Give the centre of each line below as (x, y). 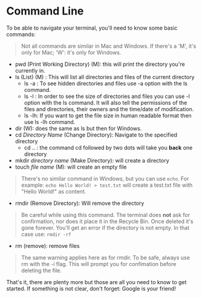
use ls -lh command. (50, 121)
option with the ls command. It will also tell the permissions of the (106, 102)
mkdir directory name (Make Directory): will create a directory (92, 160)
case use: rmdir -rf (46, 234)
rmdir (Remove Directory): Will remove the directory (80, 203)
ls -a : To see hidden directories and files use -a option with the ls (106, 83)
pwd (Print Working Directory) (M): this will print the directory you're (100, 64)
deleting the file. (41, 270)
